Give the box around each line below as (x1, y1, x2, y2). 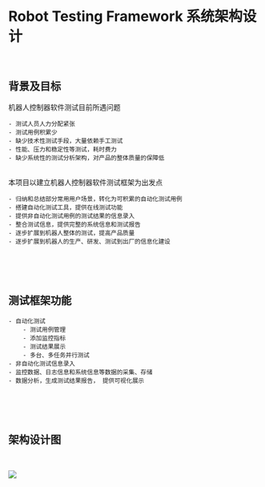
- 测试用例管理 (22, 325, 66, 333)
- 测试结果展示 (22, 342, 66, 351)
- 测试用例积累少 (8, 128, 58, 136)
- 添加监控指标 (22, 334, 66, 342)
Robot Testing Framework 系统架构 (8, 7, 243, 26)
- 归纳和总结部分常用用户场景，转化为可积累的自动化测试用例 (8, 195, 183, 203)
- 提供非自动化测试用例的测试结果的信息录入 (8, 211, 135, 220)
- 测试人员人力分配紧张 (8, 119, 76, 128)
